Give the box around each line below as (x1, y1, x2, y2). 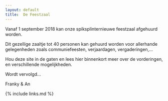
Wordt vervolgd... (5, 71, 41, 77)
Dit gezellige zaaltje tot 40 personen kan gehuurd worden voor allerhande (5, 41, 158, 47)
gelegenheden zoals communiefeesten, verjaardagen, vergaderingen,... (5, 46, 153, 52)
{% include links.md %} (5, 90, 54, 96)
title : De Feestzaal (5, 12, 51, 17)
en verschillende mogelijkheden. (5, 61, 73, 67)
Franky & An (5, 81, 31, 87)
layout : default (5, 7, 39, 13)
